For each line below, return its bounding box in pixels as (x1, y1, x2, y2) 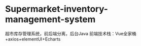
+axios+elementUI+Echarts (5, 36, 61, 42)
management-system (5, 14, 96, 25)
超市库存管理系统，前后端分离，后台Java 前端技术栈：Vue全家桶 (5, 30, 137, 36)
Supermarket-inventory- (5, 3, 108, 15)
